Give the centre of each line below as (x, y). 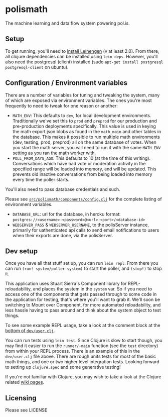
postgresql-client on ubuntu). (37, 67)
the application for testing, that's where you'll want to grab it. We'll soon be (83, 299)
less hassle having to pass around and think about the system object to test (83, 310)
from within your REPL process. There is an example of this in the (73, 351)
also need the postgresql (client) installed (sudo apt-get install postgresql (84, 62)
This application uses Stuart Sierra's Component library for (66, 284)
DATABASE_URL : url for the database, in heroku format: (66, 214)
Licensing (21, 398)
